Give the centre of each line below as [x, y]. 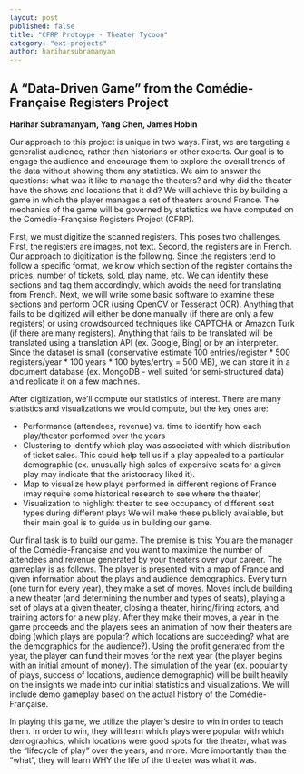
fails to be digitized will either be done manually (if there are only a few [142, 313]
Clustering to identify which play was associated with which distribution [157, 445]
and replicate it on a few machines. [75, 381]
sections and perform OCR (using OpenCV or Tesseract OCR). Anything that [152, 304]
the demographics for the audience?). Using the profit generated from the [147, 646]
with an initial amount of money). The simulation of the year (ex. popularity [148, 665]
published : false [42, 26]
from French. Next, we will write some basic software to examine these [142, 294]
